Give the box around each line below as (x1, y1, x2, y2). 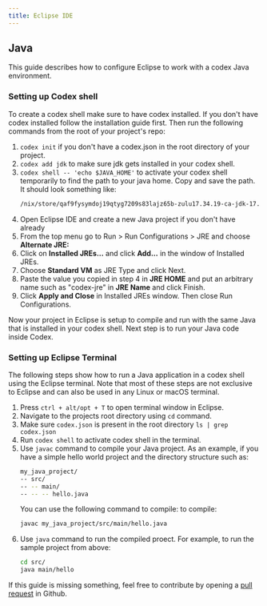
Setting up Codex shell (8, 91, 98, 102)
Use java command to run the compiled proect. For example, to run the (19, 534, 254, 544)
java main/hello (19, 566, 74, 574)
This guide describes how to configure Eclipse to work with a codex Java (8, 62, 249, 72)
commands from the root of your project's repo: (8, 126, 165, 136)
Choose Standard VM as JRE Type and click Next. (19, 265, 186, 275)
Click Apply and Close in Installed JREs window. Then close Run (19, 291, 233, 300)
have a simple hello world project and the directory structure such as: (19, 451, 249, 461)
